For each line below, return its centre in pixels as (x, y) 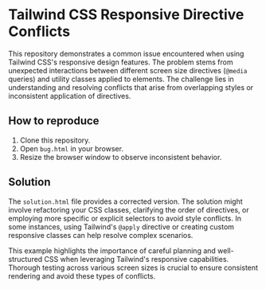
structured (25, 259)
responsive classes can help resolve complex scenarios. (101, 235)
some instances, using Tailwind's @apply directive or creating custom (121, 227)
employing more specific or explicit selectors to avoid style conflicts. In (125, 218)
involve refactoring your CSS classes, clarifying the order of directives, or (129, 209)
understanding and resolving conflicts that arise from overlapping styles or (131, 87)
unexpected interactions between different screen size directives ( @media (128, 70)
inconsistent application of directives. (70, 96)
